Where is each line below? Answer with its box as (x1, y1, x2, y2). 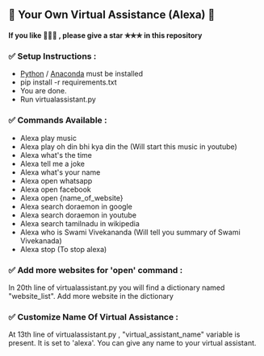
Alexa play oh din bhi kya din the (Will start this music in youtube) (19, 142, 238, 151)
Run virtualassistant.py (19, 94, 97, 105)
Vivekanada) (19, 235, 62, 246)
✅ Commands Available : (8, 114, 107, 126)
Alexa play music (19, 133, 77, 143)
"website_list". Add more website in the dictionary (8, 291, 174, 300)
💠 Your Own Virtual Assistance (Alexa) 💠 (8, 8, 216, 22)
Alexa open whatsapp (19, 176, 93, 185)
